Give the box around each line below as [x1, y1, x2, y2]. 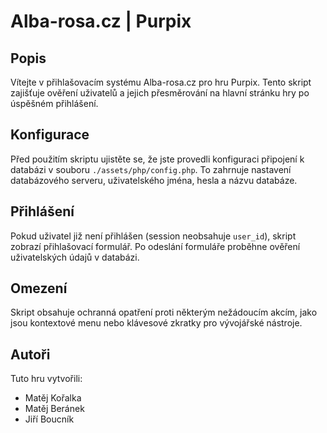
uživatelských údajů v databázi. [10, 251, 140, 263]
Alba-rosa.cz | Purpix [10, 10, 192, 33]
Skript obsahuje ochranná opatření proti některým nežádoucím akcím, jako [10, 306, 318, 319]
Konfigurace [10, 126, 90, 144]
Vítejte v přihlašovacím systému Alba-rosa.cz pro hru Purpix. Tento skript [10, 76, 312, 88]
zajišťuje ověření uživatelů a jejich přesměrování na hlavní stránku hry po [10, 87, 310, 99]
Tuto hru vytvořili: [10, 373, 83, 385]
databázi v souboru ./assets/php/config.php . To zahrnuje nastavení [10, 163, 292, 175]
